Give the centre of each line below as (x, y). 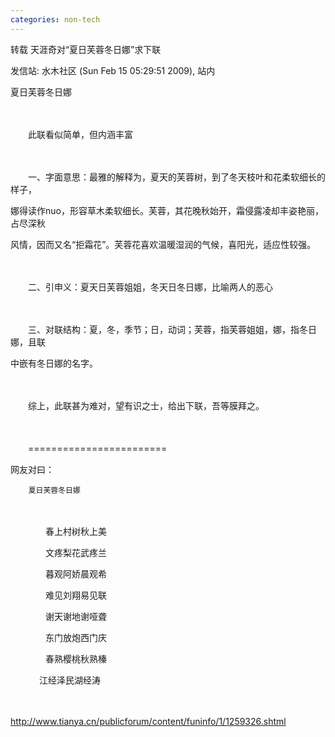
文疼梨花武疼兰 (75, 552)
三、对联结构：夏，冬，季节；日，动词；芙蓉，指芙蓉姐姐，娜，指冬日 (172, 329)
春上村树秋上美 (75, 531)
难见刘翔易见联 (75, 595)
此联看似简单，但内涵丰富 (80, 134)
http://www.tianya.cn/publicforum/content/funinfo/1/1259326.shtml (148, 721)
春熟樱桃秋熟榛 (75, 658)
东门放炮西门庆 (75, 637)
